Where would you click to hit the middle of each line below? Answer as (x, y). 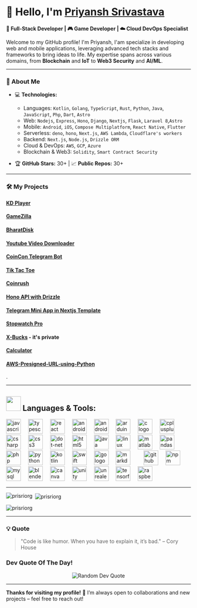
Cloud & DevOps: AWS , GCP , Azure (62, 145)
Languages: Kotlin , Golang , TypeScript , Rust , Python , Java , (94, 108)
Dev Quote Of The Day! (40, 563)
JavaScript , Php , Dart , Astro (57, 114)
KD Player (18, 203)
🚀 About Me (23, 81)
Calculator (19, 351)
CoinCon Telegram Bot (34, 257)
